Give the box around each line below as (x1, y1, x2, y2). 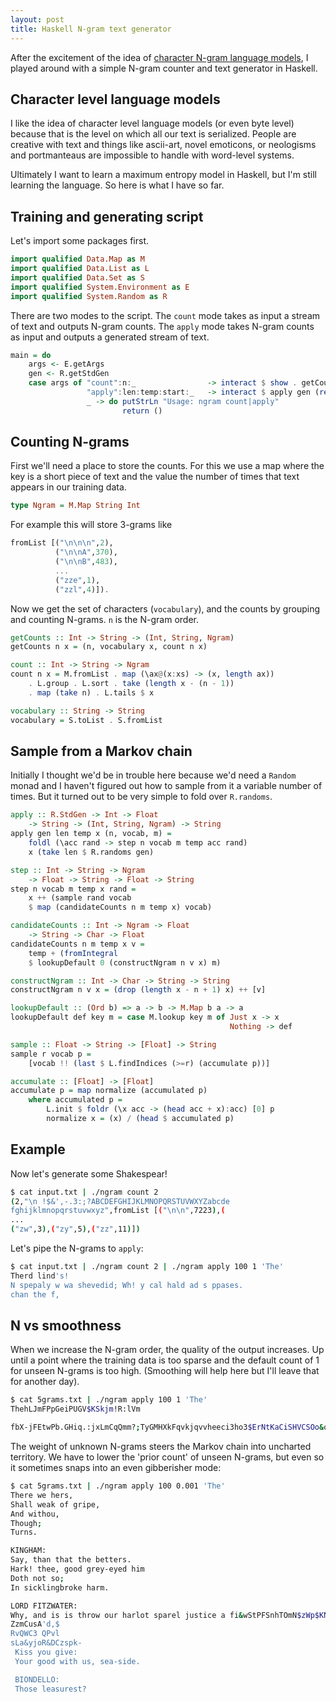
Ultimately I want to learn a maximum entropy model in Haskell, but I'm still (10, 169, 317, 181)
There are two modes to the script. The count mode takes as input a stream (10, 309, 321, 321)
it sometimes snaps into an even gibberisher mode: (10, 1462, 222, 1473)
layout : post (10, 14, 65, 25)
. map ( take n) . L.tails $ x (28, 687, 155, 698)
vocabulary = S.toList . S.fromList (10, 715, 163, 725)
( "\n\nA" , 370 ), (54, 547, 118, 558)
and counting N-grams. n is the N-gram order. (10, 613, 199, 625)
